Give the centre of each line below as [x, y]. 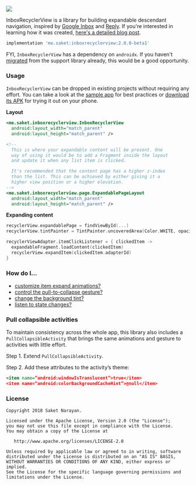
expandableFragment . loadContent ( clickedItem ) [68, 247]
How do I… [22, 273]
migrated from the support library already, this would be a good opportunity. [98, 60]
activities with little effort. [36, 345]
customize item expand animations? [57, 286]
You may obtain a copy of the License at [57, 431]
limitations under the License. [45, 477]
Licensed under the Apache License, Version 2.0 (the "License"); [88, 421]
